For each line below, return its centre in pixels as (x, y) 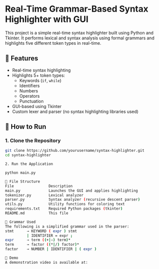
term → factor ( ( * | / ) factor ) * (42, 245)
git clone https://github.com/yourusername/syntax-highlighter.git (75, 151)
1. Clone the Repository (33, 141)
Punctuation (31, 101)
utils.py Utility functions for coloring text (65, 204)
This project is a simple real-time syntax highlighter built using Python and (79, 33)
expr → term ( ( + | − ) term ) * (38, 240)
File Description (39, 186)
